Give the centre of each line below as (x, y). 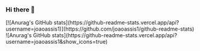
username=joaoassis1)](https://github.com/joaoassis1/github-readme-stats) (100, 29)
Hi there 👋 (21, 10)
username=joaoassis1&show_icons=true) (57, 42)
